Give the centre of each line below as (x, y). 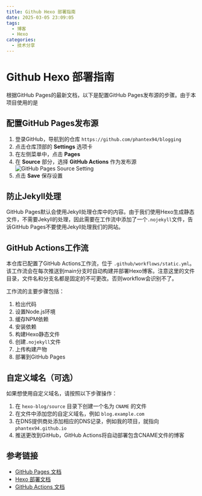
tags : (13, 23)
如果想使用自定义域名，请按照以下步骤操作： (62, 394)
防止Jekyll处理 (34, 196)
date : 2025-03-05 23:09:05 (40, 17)
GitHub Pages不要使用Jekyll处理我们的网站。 (68, 227)
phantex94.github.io (41, 429)
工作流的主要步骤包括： (35, 291)
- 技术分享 (24, 46)
